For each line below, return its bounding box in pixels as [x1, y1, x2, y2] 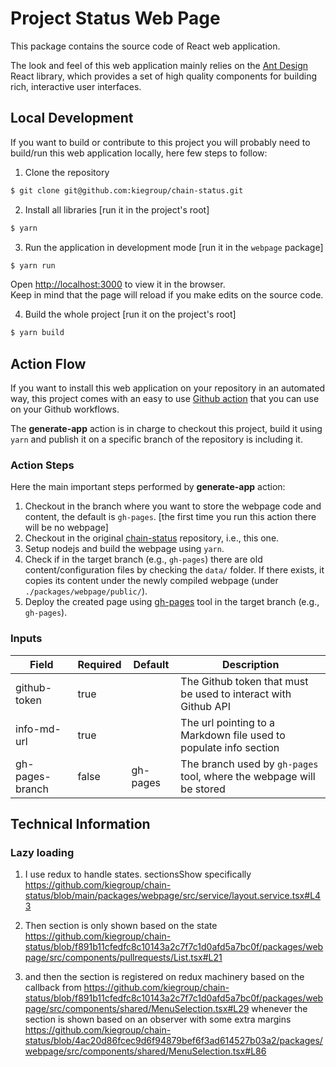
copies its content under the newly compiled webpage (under [24, 575, 279, 587]
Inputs [10, 632, 43, 646]
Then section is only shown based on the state [24, 920, 218, 932]
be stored [180, 782, 226, 796]
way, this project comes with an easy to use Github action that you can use [10, 393, 320, 405]
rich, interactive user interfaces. [10, 80, 142, 92]
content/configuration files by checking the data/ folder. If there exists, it [24, 564, 325, 576]
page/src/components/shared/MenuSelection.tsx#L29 [24, 1003, 250, 1015]
